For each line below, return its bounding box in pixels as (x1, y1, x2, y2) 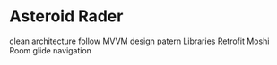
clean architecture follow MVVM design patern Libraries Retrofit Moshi (9, 36, 270, 46)
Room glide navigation (9, 45, 92, 55)
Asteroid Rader (9, 6, 124, 27)
